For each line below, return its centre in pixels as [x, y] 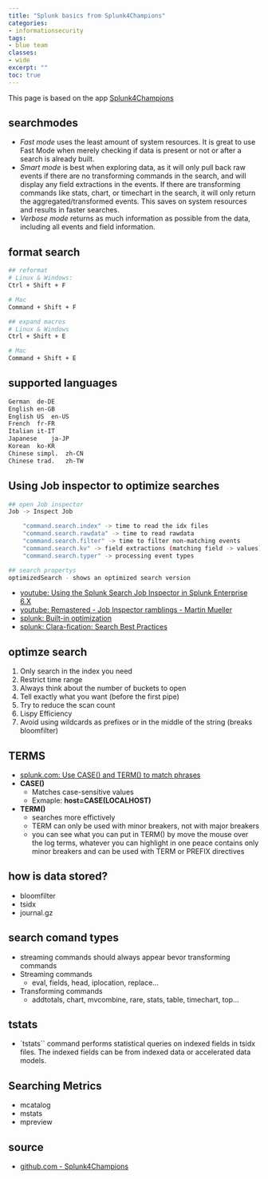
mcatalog [35, 1105]
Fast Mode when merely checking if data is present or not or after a [130, 151]
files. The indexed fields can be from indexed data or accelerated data [135, 1052]
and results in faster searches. [69, 210]
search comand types [64, 938]
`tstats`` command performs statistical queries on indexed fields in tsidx [138, 1044]
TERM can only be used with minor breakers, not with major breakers [145, 826]
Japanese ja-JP [39, 439]
